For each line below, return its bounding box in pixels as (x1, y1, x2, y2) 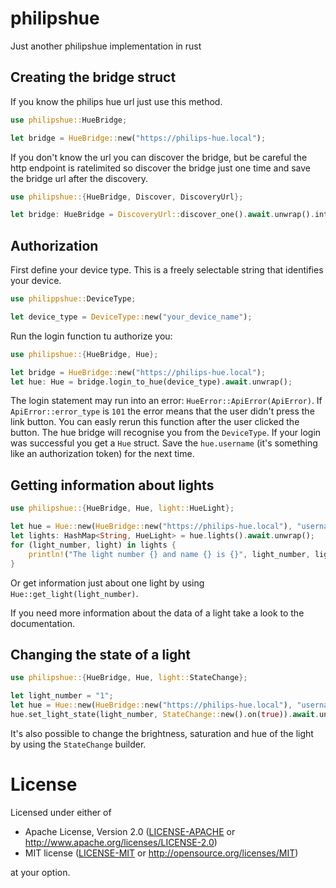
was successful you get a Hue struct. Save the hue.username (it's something (10, 437, 318, 449)
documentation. (10, 617, 76, 629)
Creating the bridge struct (10, 69, 177, 86)
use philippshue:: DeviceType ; (10, 294, 137, 304)
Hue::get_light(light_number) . (10, 587, 139, 599)
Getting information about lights (10, 477, 215, 494)
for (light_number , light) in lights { (10, 540, 177, 550)
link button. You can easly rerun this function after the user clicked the (10, 416, 300, 428)
